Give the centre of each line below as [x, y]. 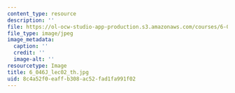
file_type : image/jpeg [40, 33]
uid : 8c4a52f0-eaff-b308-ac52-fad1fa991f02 [72, 79]
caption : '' [31, 46]
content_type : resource [42, 14]
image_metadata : [31, 40]
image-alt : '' [34, 59]
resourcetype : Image [37, 66]
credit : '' [29, 53]
